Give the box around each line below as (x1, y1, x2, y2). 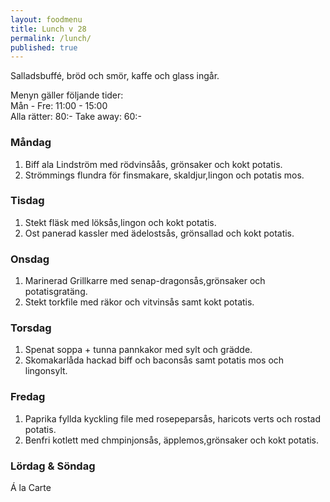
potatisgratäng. (24, 286, 88, 298)
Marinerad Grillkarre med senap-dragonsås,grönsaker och (24, 275, 266, 287)
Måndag (10, 136, 52, 150)
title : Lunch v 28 (10, 24, 87, 34)
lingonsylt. (24, 365, 68, 377)
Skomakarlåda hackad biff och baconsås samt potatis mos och (24, 354, 285, 366)
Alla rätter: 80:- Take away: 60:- (10, 111, 142, 123)
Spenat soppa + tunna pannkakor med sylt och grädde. (24, 344, 253, 356)
